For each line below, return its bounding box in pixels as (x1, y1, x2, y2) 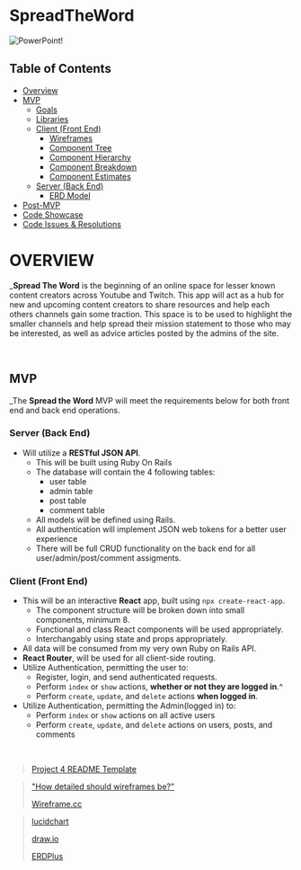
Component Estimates (49, 171, 132, 182)
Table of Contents (9, 61, 112, 76)
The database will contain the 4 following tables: (35, 466, 216, 477)
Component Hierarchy (49, 152, 132, 163)
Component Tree (49, 142, 112, 153)
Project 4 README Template (31, 764, 137, 775)
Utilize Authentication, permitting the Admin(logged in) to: (22, 700, 236, 711)
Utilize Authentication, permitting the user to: (22, 662, 189, 673)
